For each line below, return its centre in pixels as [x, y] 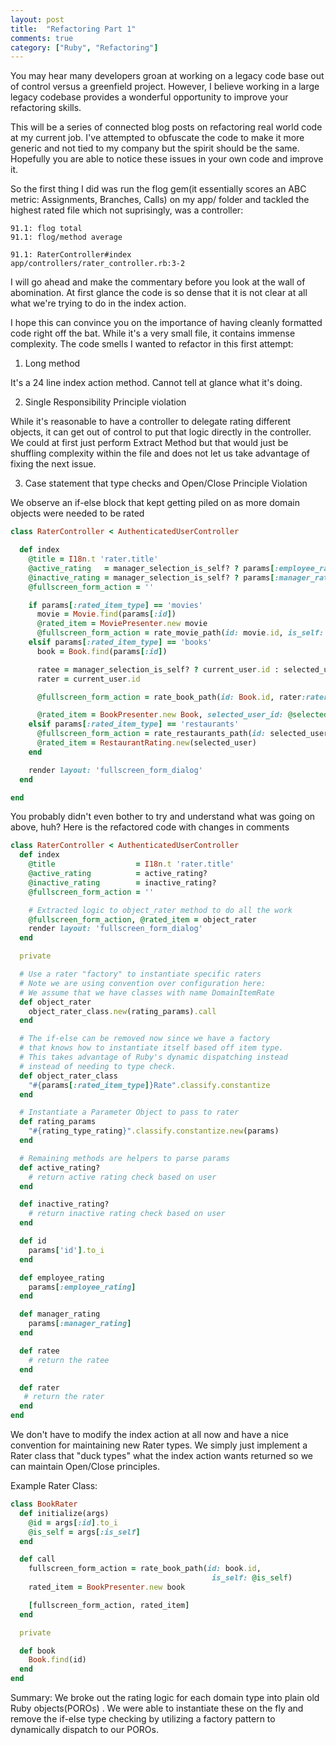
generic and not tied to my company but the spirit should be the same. [155, 148]
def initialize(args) [64, 1513]
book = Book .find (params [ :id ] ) [102, 651]
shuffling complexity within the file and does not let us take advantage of [160, 453]
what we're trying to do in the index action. [98, 303]
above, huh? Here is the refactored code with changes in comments [150, 827]
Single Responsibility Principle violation [105, 402]
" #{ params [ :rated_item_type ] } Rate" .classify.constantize [149, 1085]
